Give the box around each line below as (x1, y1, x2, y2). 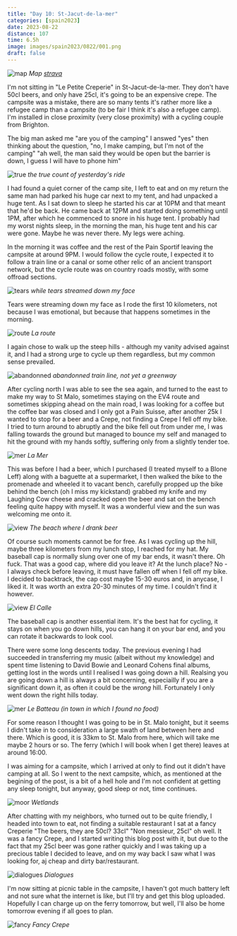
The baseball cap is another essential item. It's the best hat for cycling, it (7, 617, 219, 625)
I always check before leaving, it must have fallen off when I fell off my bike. (7, 567, 228, 576)
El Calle (29, 603, 51, 612)
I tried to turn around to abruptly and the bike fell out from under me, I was (7, 422, 224, 431)
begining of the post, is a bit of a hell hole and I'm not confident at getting (7, 776, 221, 785)
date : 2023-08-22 (7, 23, 59, 30)
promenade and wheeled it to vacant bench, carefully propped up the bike (7, 480, 224, 488)
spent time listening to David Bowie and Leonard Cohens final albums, (7, 660, 211, 669)
